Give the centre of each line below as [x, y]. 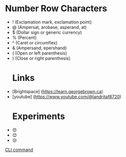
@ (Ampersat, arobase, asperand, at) [49, 27]
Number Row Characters [56, 9]
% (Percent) [24, 38]
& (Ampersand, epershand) [39, 48]
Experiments [38, 116]
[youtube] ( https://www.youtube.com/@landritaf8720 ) [67, 97]
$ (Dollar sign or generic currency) [47, 32]
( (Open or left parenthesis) [40, 53]
